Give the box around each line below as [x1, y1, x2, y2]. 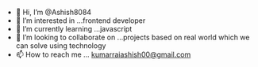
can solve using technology [15, 41, 106, 50]
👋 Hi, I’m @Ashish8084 [15, 8, 92, 17]
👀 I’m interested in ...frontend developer [15, 16, 146, 25]
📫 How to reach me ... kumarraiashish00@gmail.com [15, 50, 191, 59]
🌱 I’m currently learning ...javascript [15, 24, 133, 33]
